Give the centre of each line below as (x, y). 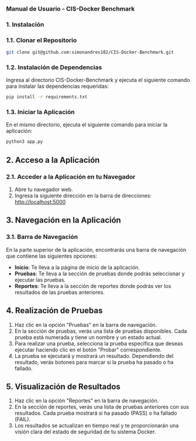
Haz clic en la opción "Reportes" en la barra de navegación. (87, 401)
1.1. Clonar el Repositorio (42, 40)
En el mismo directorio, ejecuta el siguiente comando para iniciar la (87, 125)
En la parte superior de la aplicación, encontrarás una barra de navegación (96, 249)
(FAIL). (23, 419)
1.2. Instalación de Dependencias (54, 67)
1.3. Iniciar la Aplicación (40, 112)
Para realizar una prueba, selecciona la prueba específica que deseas (99, 343)
